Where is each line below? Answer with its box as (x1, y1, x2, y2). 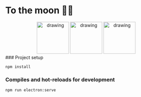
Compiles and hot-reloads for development (5, 76, 115, 83)
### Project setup (5, 54, 44, 60)
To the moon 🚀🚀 (5, 5, 74, 16)
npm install (5, 64, 31, 69)
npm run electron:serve (5, 88, 56, 93)
